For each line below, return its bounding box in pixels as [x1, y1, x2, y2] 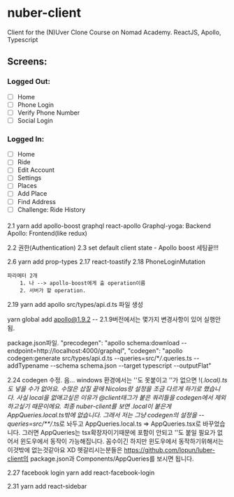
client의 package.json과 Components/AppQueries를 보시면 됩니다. [7, 454, 194, 463]
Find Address [17, 197, 57, 206]
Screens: [7, 56, 47, 68]
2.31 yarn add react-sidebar [7, 482, 87, 491]
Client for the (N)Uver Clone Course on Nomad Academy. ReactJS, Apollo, [7, 28, 221, 36]
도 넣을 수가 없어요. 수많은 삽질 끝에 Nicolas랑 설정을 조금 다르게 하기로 [7, 384, 202, 393]
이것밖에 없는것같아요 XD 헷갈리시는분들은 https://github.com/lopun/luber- [7, 446, 215, 454]
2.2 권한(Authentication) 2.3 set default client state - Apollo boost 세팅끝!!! [7, 243, 219, 252]
